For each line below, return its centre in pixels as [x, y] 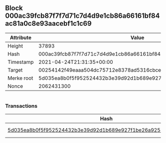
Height [15, 46]
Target [15, 70]
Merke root [21, 78]
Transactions [21, 106]
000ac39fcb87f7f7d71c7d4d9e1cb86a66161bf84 [83, 16]
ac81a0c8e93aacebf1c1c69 [48, 24]
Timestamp [21, 62]
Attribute [21, 38]
